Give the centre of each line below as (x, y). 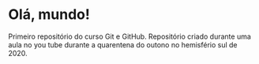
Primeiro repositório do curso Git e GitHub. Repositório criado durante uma (129, 36)
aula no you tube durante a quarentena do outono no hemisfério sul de (123, 44)
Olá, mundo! (49, 15)
